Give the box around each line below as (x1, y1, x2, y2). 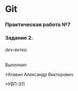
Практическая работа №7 (5, 21, 71, 28)
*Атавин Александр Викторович (5, 72, 74, 78)
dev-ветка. (5, 46, 28, 52)
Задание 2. (5, 35, 34, 42)
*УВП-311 (5, 81, 25, 87)
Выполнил (5, 62, 27, 68)
